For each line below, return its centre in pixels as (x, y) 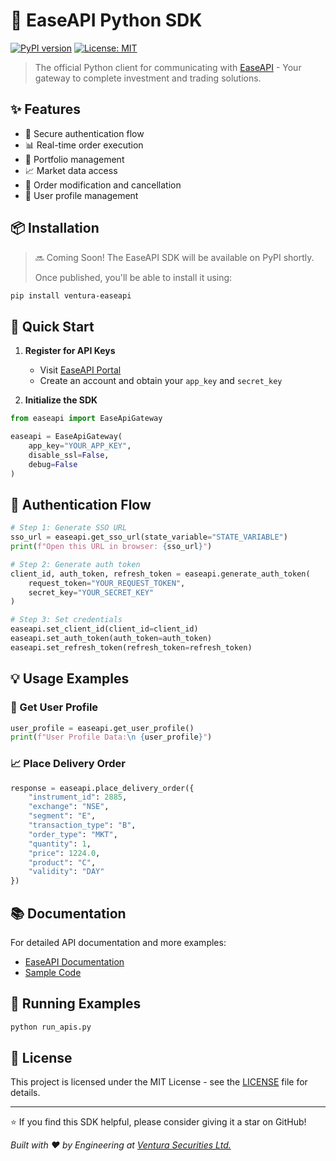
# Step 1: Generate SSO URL (69, 528)
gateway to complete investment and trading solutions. (148, 78)
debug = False (53, 464)
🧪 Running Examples (76, 1004)
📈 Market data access (71, 170)
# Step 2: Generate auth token (75, 564)
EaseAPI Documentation (74, 961)
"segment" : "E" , (62, 816)
